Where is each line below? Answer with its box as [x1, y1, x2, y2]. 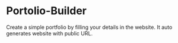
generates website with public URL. [6, 29, 93, 37]
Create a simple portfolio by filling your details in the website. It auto [6, 24, 173, 31]
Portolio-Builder [6, 4, 87, 18]
